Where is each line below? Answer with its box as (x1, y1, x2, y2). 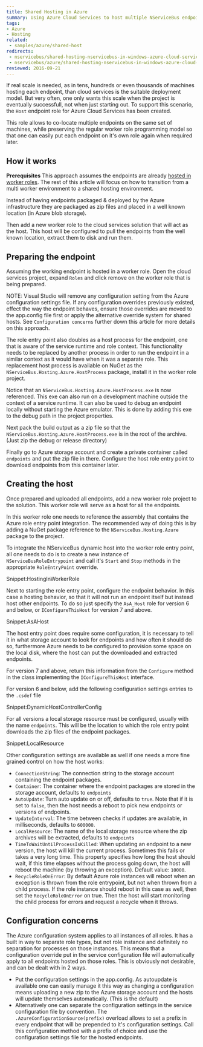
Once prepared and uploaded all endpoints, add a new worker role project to (6, 494, 197, 502)
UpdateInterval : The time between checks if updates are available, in (14, 815, 187, 822)
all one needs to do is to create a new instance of (6, 550, 129, 557)
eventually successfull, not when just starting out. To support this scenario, (6, 101, 193, 108)
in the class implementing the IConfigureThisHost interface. (6, 673, 155, 681)
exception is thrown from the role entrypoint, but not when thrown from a (14, 879, 197, 886)
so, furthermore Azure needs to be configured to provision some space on (6, 642, 192, 649)
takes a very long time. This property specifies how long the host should (14, 853, 195, 860)
